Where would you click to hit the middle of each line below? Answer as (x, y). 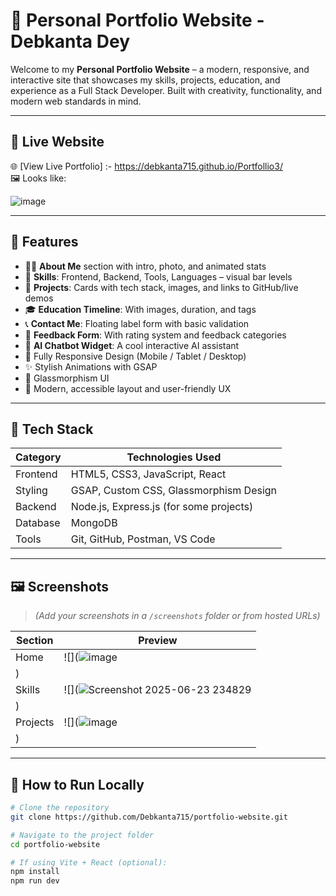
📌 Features (44, 242)
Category (38, 457)
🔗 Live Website (57, 142)
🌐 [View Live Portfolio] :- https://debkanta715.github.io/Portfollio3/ (146, 166)
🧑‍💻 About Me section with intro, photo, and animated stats (145, 266)
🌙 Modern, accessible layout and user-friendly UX (128, 388)
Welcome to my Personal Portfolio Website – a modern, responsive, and (160, 69)
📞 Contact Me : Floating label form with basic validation (137, 323)
